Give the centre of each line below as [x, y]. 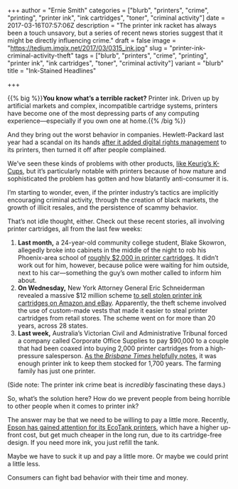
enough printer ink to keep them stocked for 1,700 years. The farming [119, 363]
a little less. [24, 464]
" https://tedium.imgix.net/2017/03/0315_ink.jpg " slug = [88, 48]
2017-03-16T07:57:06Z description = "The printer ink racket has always [112, 25]
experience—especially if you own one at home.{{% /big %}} [97, 121]
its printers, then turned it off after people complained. [87, 150]
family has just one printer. [56, 371]
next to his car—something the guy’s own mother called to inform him [119, 273]
